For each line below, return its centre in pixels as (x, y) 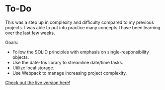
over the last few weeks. (30, 33)
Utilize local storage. (33, 68)
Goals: (12, 42)
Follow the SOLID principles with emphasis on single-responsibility (81, 52)
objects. (21, 57)
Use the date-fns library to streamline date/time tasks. (68, 62)
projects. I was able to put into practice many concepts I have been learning (83, 27)
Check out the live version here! (38, 83)
